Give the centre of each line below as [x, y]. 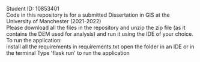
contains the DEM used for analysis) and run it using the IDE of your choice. [100, 34]
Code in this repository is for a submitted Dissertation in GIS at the [88, 15]
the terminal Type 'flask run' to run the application [68, 53]
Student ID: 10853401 [33, 9]
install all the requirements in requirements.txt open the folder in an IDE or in [100, 46]
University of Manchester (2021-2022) [54, 21]
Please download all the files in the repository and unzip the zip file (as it [96, 27]
